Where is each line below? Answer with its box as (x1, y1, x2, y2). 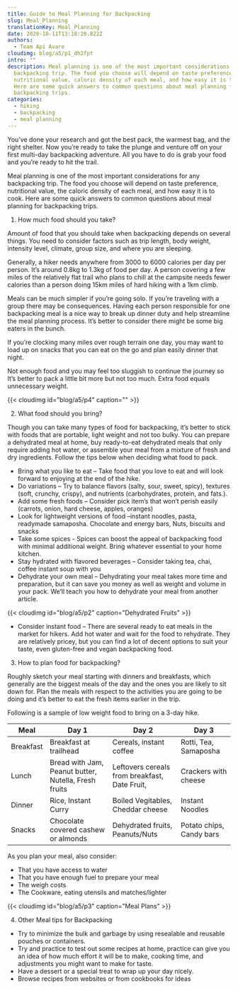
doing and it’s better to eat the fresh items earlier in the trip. (7, 695, 181, 703)
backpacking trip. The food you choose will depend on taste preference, (7, 178, 219, 188)
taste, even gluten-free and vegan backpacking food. (17, 644, 174, 653)
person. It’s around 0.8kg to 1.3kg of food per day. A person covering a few (7, 265, 226, 273)
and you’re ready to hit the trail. (7, 157, 99, 166)
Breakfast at (49, 737, 91, 747)
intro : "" (7, 57, 37, 64)
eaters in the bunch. (7, 324, 66, 333)
